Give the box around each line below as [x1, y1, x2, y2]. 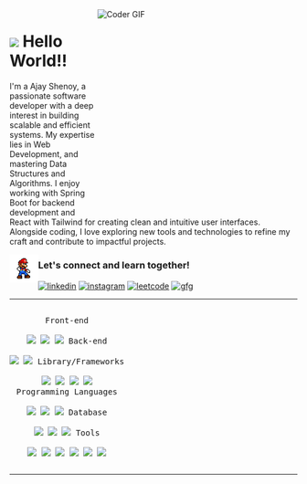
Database [68, 406, 108, 417]
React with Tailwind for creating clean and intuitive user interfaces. [9, 216, 260, 227]
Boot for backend [9, 196, 75, 208]
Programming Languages [16, 386, 118, 396]
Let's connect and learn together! [37, 258, 190, 271]
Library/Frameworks [37, 356, 125, 366]
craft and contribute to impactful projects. [9, 236, 166, 247]
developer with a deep [9, 100, 94, 110]
